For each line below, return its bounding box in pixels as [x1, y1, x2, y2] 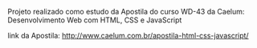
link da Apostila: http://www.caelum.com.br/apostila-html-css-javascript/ [7, 31, 250, 40]
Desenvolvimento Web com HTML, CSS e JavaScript [7, 15, 182, 25]
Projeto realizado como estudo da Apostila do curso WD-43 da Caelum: [7, 7, 245, 16]
